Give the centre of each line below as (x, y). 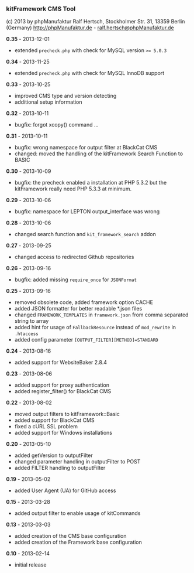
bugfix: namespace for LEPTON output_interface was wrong (87, 212)
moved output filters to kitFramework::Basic (67, 414)
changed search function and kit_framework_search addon (85, 234)
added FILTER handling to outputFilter (60, 468)
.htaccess (27, 334)
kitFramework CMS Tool (41, 9)
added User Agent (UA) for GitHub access (65, 490)
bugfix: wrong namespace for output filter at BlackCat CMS (86, 148)
